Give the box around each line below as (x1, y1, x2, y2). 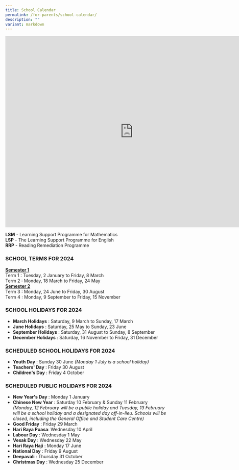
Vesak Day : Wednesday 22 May (12, 437, 82, 443)
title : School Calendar (5, 7, 56, 13)
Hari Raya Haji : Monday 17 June (12, 442, 82, 449)
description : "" (5, 17, 40, 22)
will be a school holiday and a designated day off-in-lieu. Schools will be (12, 410, 166, 416)
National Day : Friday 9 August (12, 448, 78, 454)
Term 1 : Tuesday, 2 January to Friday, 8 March (5, 272, 104, 278)
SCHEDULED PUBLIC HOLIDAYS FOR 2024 (5, 382, 112, 389)
